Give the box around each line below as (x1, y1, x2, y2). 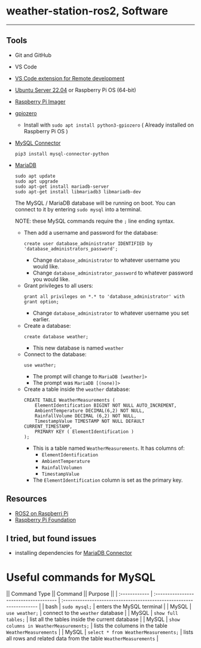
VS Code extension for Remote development (14, 74, 125, 82)
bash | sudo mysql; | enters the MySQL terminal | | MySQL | (45, 603, 191, 610)
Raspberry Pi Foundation (14, 516, 77, 523)
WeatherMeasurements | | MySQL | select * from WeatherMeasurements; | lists (6, 629, 193, 636)
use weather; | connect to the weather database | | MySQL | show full (6, 610, 178, 617)
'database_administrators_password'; (23, 246, 118, 252)
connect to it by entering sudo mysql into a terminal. (14, 205, 142, 213)
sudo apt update (14, 173, 56, 179)
